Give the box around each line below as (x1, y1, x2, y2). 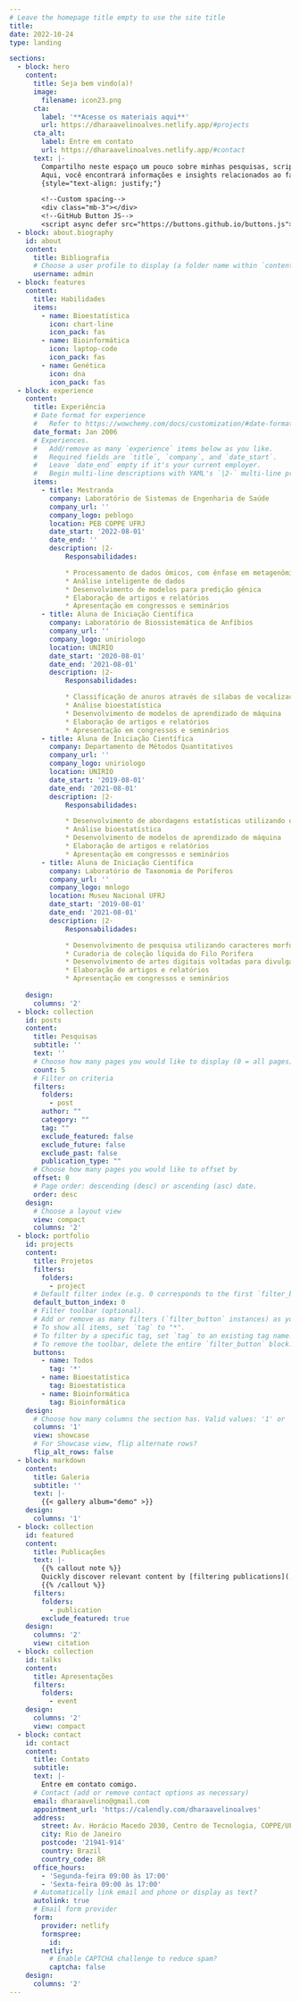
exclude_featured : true (41, 1614, 129, 1623)
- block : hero (17, 63, 70, 71)
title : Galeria (32, 1472, 90, 1482)
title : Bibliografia (32, 253, 110, 262)
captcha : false (48, 1963, 105, 1972)
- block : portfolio (17, 1232, 90, 1241)
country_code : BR (41, 1855, 105, 1863)
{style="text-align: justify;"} (41, 179, 162, 188)
